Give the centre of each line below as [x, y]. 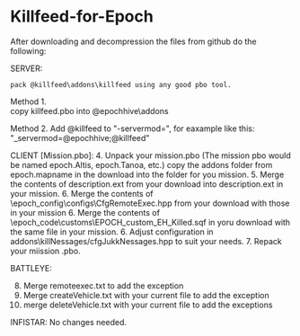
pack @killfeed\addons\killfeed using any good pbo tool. [121, 84]
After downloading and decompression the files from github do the [133, 41]
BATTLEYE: [31, 268]
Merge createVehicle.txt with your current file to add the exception [146, 295]
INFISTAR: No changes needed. [69, 322]
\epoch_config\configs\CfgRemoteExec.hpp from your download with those [150, 203]
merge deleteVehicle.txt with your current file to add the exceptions [148, 305]
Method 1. [29, 102]
